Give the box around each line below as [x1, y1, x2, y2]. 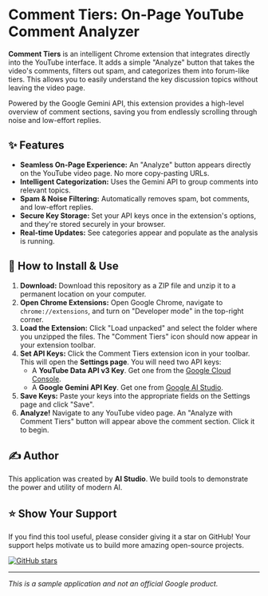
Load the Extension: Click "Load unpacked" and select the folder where [19, 323, 258, 332]
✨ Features [8, 138, 65, 153]
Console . [31, 374, 61, 383]
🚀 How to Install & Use [8, 260, 119, 273]
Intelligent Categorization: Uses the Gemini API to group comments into [19, 177, 258, 186]
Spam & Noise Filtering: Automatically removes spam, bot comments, [19, 193, 250, 203]
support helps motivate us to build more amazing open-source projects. [8, 541, 245, 550]
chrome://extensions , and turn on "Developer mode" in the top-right [19, 306, 244, 316]
